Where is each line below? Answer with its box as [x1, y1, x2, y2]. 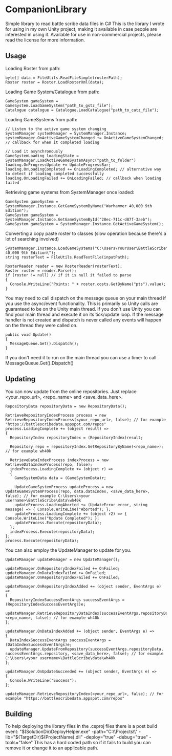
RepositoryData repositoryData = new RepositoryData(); [5, 403, 127, 409]
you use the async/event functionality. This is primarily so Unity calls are [5, 300, 158, 307]
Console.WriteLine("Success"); [10, 678, 77, 683]
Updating [5, 375, 36, 383]
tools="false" [5, 740, 33, 746]
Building [5, 709, 32, 718]
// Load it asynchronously [5, 148, 63, 154]
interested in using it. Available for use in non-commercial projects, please [5, 31, 162, 37]
